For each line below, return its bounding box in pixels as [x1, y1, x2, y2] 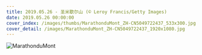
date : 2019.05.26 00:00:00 [6, 15, 74, 21]
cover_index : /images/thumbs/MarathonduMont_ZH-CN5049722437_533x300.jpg [6, 20, 197, 26]
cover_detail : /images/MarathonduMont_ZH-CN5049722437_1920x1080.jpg [6, 25, 186, 32]
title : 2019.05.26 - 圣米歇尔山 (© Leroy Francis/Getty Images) [6, 8, 168, 15]
